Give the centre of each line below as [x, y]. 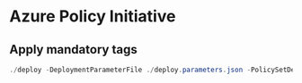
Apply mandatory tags [73, 50]
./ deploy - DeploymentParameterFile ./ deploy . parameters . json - [130, 70]
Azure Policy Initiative [93, 17]
